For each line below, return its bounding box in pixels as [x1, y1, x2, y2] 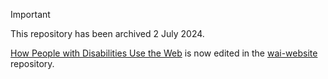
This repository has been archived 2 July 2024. [10, 28, 205, 39]
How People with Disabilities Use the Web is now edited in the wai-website [10, 47, 318, 59]
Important [10, 9, 51, 20]
